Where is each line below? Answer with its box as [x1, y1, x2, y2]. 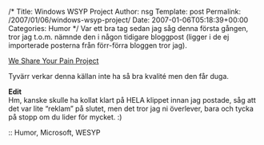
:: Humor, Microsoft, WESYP [8, 127, 101, 137]
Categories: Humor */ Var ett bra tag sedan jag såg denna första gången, [8, 24, 249, 33]
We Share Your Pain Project [8, 56, 99, 65]
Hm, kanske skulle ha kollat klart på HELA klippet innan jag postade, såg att [8, 96, 256, 104]
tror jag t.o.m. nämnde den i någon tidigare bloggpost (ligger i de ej [8, 32, 230, 41]
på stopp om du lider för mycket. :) [8, 112, 122, 122]
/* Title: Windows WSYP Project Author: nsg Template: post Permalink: [8, 7, 242, 16]
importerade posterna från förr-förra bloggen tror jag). [8, 41, 188, 50]
